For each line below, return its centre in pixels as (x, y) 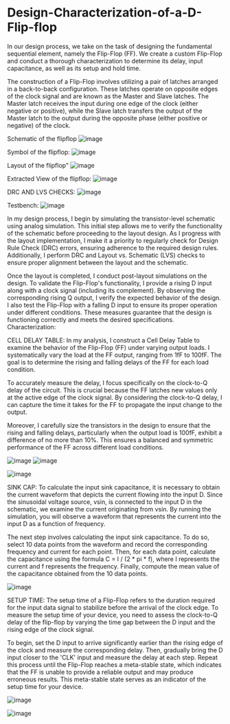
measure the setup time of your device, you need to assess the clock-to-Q (113, 615)
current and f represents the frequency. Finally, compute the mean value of (113, 566)
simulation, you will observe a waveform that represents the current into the (114, 516)
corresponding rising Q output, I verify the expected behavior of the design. (114, 298)
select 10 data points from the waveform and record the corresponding (107, 544)
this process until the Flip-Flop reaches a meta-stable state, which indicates (114, 664)
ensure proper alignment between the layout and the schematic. (98, 262)
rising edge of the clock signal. (51, 629)
